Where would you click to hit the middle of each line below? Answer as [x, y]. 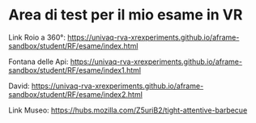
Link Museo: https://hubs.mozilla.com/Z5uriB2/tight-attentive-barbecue [128, 110]
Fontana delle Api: [38, 61]
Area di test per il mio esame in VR [126, 15]
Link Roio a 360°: [37, 37]
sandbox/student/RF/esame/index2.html [76, 94]
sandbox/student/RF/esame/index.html [73, 45]
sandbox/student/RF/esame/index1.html [75, 70]
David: [19, 86]
